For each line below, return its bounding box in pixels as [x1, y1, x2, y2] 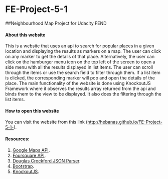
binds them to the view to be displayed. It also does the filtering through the [5, 91, 161, 97]
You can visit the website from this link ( [5, 119, 88, 125]
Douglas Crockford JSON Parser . [12, 157, 81, 164]
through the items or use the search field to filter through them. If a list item [5, 69, 160, 76]
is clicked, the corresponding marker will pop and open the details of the [5, 75, 155, 81]
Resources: [5, 136, 30, 142]
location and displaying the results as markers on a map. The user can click [5, 48, 161, 54]
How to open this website [5, 108, 59, 114]
